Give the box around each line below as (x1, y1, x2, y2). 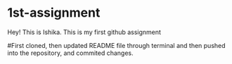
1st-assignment (7, 5, 101, 21)
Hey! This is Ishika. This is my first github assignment (7, 28, 162, 36)
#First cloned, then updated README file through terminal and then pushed (7, 41, 226, 49)
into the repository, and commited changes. (7, 49, 134, 57)
